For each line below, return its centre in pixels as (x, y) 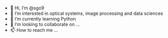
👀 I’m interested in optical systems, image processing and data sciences (87, 13)
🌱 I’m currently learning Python (43, 19)
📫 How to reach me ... (34, 30)
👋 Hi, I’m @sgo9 (27, 8)
